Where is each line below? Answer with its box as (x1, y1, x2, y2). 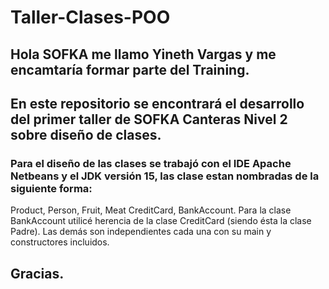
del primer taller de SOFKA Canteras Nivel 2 (10, 111, 288, 128)
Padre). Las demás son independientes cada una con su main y (10, 226, 272, 238)
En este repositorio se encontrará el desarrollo (10, 95, 305, 112)
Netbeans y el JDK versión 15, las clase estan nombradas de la (10, 169, 320, 183)
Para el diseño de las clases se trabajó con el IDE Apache (10, 156, 292, 170)
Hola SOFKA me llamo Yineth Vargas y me (10, 46, 277, 63)
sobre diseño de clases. (10, 126, 162, 143)
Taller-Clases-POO (10, 6, 171, 29)
